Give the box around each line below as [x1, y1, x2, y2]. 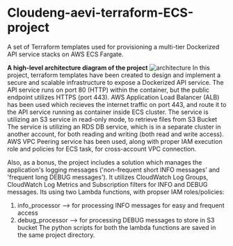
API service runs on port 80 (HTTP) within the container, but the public [7, 85, 210, 94]
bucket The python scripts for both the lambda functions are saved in [17, 223, 216, 231]
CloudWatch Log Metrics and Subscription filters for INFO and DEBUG [7, 180, 208, 188]
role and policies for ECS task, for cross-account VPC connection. [7, 145, 197, 153]
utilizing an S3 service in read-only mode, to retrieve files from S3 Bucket [7, 115, 218, 123]
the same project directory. [17, 231, 95, 239]
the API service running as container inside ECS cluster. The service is [7, 108, 209, 116]
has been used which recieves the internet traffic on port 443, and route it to [7, 100, 227, 108]
